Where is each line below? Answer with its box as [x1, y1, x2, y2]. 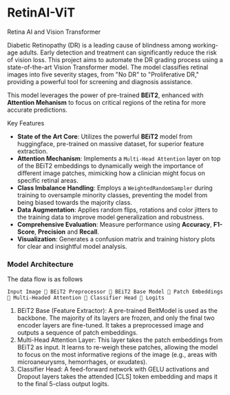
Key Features [7, 119, 45, 127]
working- [192, 41, 219, 49]
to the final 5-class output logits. [17, 380, 109, 388]
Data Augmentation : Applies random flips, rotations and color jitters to [17, 205, 218, 214]
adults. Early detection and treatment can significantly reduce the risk [19, 48, 217, 57]
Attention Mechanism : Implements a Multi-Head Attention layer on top [17, 154, 221, 163]
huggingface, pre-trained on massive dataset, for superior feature [17, 139, 205, 148]
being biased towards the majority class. [17, 198, 132, 206]
